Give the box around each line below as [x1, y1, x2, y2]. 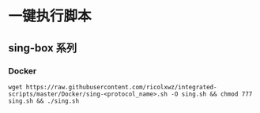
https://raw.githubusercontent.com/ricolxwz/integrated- [25, 83, 217, 91]
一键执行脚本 [8, 7, 92, 25]
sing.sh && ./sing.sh [8, 96, 80, 105]
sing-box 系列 [8, 41, 77, 55]
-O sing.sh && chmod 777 [171, 90, 253, 98]
